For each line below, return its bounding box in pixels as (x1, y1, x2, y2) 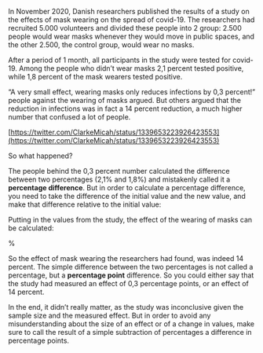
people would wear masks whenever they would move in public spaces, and (8, 31, 255, 41)
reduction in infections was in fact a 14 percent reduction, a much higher (8, 104, 243, 113)
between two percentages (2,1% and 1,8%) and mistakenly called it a (8, 175, 231, 184)
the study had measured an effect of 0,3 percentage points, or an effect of (8, 279, 249, 288)
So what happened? (8, 151, 73, 160)
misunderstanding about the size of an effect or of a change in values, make (8, 319, 255, 329)
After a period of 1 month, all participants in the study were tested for (8, 55, 232, 64)
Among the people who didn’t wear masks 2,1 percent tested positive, (18, 64, 244, 73)
